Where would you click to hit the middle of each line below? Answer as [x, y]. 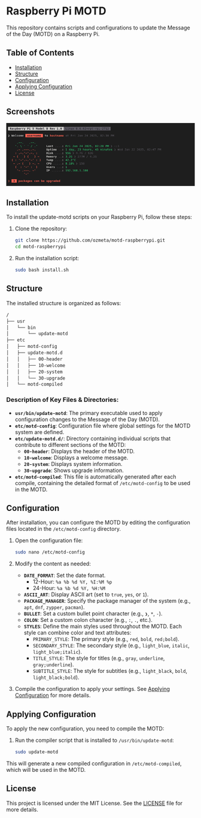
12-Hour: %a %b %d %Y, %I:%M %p [72, 582]
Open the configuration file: [49, 540]
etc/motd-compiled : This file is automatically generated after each [95, 476]
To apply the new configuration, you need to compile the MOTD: [85, 729]
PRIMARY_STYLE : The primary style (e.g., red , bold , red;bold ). [106, 639]
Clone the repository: [41, 228]
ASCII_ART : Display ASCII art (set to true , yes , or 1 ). [86, 594]
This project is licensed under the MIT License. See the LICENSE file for [95, 803]
